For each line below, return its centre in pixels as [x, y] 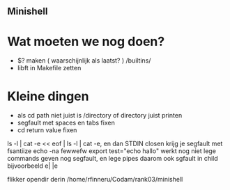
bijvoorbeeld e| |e [32, 166]
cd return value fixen [47, 130]
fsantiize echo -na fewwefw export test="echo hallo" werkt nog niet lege [112, 151]
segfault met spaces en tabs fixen [66, 123]
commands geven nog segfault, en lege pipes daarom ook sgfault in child [113, 159]
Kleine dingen [48, 96]
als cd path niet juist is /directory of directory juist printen [100, 116]
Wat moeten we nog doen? [86, 41]
